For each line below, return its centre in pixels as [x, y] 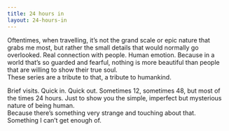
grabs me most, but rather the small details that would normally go [103, 47]
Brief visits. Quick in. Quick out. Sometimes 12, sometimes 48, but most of [114, 91]
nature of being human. [41, 105]
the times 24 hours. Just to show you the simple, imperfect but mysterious [114, 98]
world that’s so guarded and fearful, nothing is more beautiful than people [113, 62]
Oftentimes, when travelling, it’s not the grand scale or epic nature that [109, 40]
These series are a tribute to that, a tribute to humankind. [89, 77]
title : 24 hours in [36, 14]
